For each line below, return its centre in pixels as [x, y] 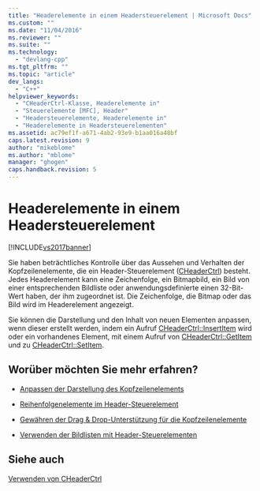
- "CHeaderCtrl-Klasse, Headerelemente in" [87, 103]
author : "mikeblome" [42, 148]
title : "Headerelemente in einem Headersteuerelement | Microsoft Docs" [130, 15]
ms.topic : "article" [42, 74]
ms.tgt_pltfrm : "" [38, 67]
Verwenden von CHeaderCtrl [55, 478]
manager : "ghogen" [38, 163]
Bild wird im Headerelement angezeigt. [71, 304]
